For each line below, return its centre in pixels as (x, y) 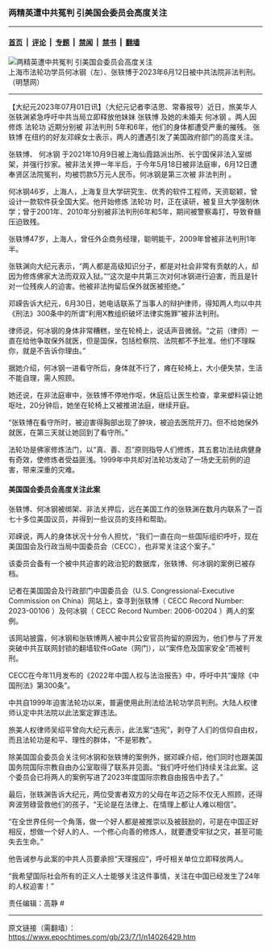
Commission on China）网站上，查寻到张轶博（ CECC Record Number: (126, 600)
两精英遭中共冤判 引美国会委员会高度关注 (88, 12)
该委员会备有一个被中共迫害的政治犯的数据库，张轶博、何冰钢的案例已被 (128, 563)
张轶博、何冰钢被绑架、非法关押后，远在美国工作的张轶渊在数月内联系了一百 (135, 509)
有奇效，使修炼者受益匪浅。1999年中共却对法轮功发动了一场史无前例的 (126, 459)
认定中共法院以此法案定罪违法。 (68, 712)
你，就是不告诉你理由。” (47, 350)
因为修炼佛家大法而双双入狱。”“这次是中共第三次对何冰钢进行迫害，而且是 (130, 276)
